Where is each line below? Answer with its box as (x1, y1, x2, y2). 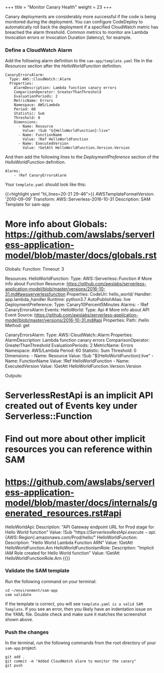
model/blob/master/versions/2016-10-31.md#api (5, 317, 102, 323)
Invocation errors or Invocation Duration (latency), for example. (5, 34, 132, 40)
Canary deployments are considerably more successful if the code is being (5, 14, 156, 19)
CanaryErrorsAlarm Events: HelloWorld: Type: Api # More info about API (5, 307, 150, 313)
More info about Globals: (5, 219, 107, 230)
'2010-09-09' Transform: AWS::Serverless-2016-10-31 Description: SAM (5, 196, 151, 202)
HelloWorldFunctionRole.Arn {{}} (5, 555, 70, 561)
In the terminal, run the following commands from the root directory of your (5, 640, 156, 646)
